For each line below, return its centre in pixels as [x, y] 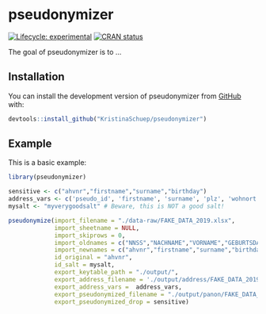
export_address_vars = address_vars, [118, 287]
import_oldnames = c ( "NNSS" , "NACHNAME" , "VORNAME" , [139, 243]
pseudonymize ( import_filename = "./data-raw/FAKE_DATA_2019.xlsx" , [122, 220]
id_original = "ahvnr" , [93, 258]
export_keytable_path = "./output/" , [116, 272]
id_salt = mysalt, [84, 265]
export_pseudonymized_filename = [109, 294]
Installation [36, 77]
